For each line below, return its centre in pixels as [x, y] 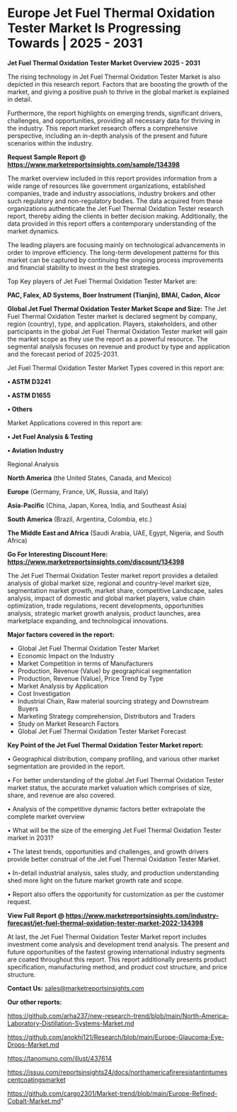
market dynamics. [34, 231]
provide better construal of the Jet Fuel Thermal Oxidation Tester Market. [114, 859]
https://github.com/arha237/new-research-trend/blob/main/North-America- [118, 1015]
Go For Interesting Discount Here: [58, 554]
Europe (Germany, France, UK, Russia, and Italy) [78, 491]
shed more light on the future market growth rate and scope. [96, 880]
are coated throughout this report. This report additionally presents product [117, 959]
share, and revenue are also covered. [62, 795]
